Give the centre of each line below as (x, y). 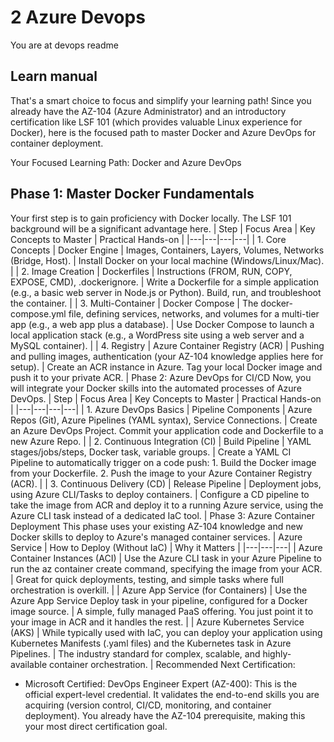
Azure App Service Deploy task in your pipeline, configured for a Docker (159, 600)
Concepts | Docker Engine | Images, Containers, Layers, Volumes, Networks (167, 250)
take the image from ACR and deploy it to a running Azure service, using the (167, 505)
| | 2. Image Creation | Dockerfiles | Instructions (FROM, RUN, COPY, (151, 271)
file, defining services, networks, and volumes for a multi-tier (194, 313)
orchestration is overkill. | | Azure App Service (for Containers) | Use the (159, 590)
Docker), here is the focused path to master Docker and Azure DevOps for (163, 132)
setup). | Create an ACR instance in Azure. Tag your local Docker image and (166, 367)
